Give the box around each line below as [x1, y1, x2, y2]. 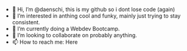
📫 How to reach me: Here [12, 38, 78, 46]
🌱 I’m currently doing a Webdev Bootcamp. [12, 25, 120, 32]
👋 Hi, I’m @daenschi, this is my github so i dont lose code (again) [12, 6, 175, 13]
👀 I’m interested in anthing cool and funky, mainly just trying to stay [12, 12, 181, 19]
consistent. [12, 19, 41, 25]
